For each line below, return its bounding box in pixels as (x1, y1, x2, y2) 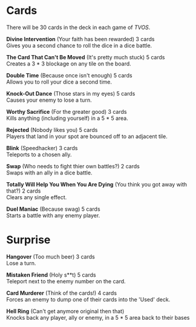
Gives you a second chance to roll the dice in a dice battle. (6, 42, 152, 49)
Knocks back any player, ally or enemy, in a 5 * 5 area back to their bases (6, 314, 190, 321)
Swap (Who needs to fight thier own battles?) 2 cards (6, 162, 140, 170)
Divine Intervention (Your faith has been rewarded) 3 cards (6, 35, 155, 42)
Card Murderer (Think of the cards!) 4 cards (6, 289, 117, 297)
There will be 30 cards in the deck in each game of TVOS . (6, 24, 151, 31)
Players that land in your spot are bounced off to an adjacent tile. (6, 133, 168, 140)
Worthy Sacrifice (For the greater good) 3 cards (6, 108, 127, 115)
